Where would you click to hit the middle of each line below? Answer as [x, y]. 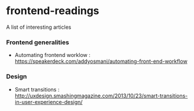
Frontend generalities [38, 42]
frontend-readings [53, 11]
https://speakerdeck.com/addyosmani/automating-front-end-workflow [101, 61]
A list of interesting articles [39, 27]
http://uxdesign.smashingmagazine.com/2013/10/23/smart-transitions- [101, 96]
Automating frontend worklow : [52, 55]
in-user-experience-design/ [48, 102]
